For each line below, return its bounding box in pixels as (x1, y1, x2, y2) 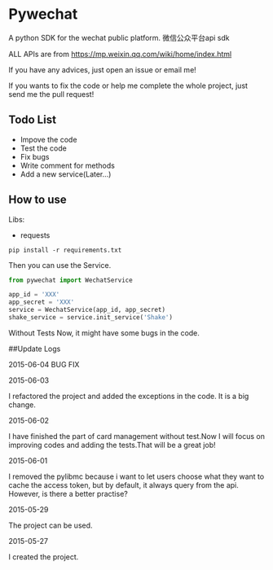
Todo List (8, 113, 57, 127)
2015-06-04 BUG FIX (8, 359, 80, 369)
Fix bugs (20, 151, 50, 161)
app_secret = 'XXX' (8, 298, 75, 306)
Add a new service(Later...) (20, 169, 112, 179)
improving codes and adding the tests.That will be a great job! (8, 440, 216, 449)
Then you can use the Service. (8, 260, 112, 270)
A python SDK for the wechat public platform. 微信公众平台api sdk (8, 33, 230, 42)
